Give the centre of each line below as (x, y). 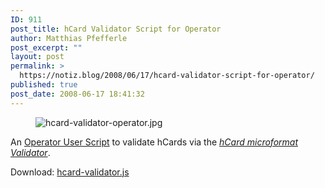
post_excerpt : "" (46, 47)
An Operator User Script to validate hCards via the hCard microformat (154, 142)
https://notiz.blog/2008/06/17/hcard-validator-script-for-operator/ (167, 76)
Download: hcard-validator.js (70, 172)
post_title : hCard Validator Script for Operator (116, 29)
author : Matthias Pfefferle (69, 38)
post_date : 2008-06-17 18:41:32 (77, 94)
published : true (44, 85)
